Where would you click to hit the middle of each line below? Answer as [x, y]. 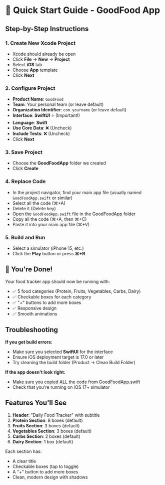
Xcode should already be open [44, 54]
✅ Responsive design [34, 308]
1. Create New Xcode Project [40, 43]
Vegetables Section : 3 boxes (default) [52, 431]
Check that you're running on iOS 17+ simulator [61, 387]
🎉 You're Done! [29, 270]
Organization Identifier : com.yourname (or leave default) [69, 110]
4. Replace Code [25, 182]
